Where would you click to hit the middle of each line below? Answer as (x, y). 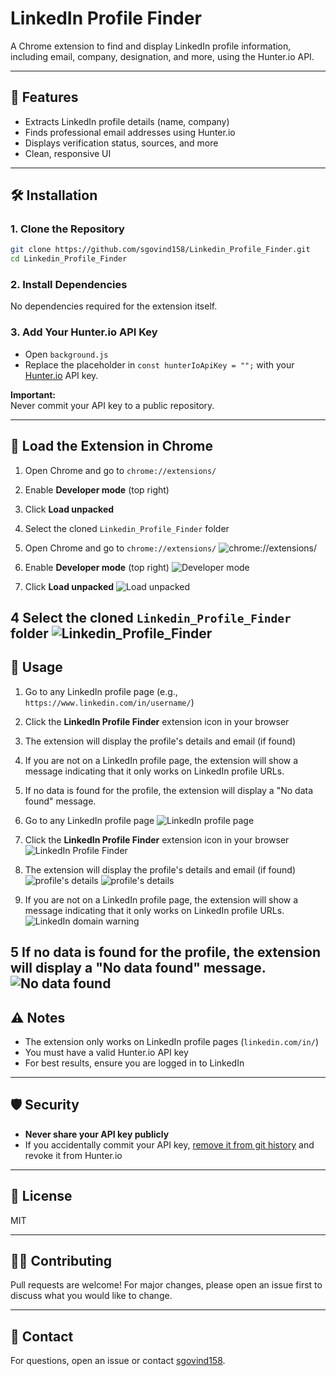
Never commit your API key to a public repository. (112, 405)
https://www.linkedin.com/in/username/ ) (109, 702)
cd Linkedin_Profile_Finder (69, 259)
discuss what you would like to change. (91, 1296)
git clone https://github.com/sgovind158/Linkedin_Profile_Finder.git (160, 250)
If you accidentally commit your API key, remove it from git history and (169, 1144)
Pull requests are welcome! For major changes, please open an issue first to (166, 1285)
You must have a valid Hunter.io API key (106, 1052)
